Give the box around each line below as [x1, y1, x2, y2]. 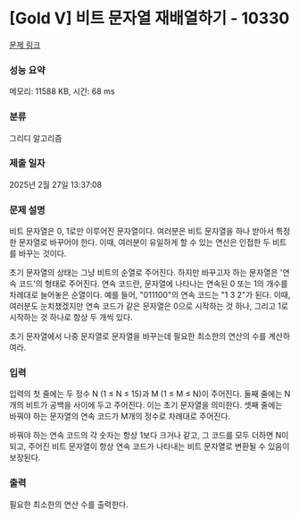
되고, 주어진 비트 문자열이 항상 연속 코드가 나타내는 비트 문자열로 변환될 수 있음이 [9, 441, 290, 452]
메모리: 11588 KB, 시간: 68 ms [9, 86, 115, 97]
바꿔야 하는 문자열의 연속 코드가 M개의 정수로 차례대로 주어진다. [9, 411, 230, 421]
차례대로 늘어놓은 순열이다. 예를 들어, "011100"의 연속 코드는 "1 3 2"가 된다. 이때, [9, 290, 291, 301]
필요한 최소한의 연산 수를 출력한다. [9, 498, 129, 510]
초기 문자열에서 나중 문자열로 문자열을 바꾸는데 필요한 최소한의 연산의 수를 [9, 331, 267, 342]
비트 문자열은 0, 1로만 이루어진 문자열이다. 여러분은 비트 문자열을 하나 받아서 [9, 225, 274, 237]
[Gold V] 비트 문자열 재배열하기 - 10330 [9, 8, 290, 29]
